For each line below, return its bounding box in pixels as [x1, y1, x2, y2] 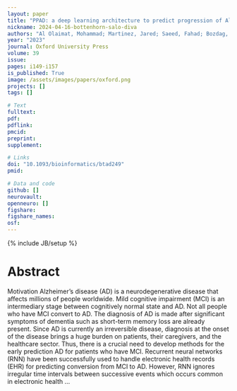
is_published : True [7, 69, 65, 76]
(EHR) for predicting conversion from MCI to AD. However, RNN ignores [7, 362, 215, 370]
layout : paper [7, 10, 49, 18]
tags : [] [7, 89, 33, 96]
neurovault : [7, 193, 42, 200]
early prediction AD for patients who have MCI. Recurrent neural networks [7, 347, 223, 356]
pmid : [7, 168, 23, 175]
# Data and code [7, 180, 55, 187]
